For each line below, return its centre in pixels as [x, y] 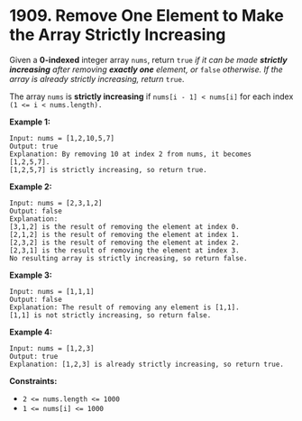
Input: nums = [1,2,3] [52, 348]
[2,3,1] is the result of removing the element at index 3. [125, 250]
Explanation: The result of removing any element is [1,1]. [125, 307]
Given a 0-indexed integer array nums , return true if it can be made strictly [148, 59]
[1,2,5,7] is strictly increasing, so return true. [108, 169]
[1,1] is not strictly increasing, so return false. [110, 315]
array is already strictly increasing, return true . [97, 78]
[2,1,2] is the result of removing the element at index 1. [125, 234]
